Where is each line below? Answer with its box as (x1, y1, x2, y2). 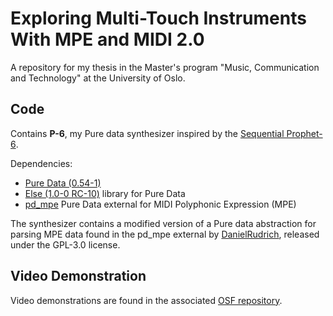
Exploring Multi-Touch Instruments (10, 7, 307, 30)
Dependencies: (10, 157, 73, 169)
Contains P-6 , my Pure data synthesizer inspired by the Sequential (10, 127, 285, 139)
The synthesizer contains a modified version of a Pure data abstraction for (10, 217, 317, 229)
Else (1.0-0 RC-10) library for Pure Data (24, 187, 186, 199)
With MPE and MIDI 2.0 (10, 28, 205, 51)
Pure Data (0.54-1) (24, 177, 102, 189)
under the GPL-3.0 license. (10, 238, 121, 251)
